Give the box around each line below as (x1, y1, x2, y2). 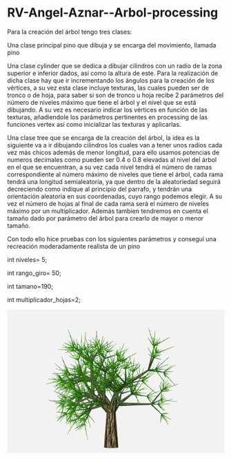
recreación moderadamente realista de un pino (7, 242, 141, 250)
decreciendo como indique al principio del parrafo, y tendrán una (7, 185, 192, 193)
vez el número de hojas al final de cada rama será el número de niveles (7, 199, 209, 207)
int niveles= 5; (7, 255, 48, 263)
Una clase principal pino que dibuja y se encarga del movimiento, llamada (7, 41, 217, 49)
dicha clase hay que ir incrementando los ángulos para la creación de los (7, 76, 215, 84)
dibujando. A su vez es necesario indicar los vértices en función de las (7, 105, 208, 114)
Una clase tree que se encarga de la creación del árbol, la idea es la (7, 133, 200, 142)
